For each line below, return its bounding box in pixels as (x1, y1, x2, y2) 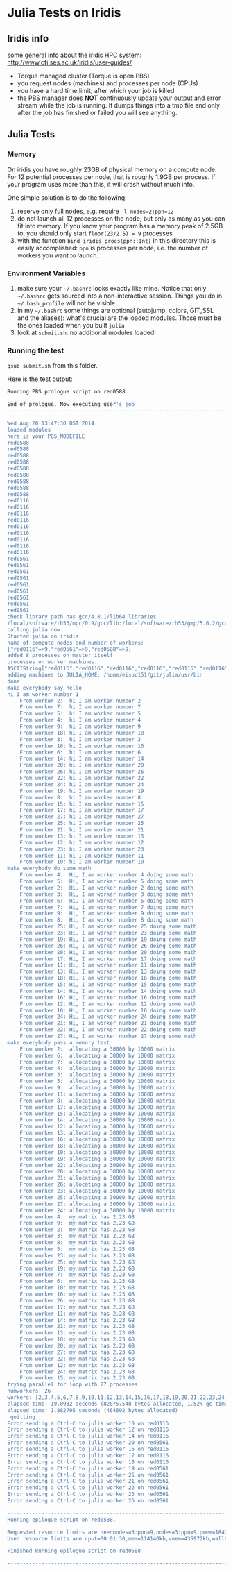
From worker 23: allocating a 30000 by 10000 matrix (19, 1188, 175, 1195)
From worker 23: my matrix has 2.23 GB (19, 1252, 135, 1259)
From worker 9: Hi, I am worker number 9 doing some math (19, 910, 194, 917)
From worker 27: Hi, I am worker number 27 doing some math (19, 1033, 197, 1040)
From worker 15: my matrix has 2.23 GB (19, 1375, 135, 1382)
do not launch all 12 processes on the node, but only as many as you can (17, 214, 225, 223)
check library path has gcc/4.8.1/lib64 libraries (7, 613, 157, 620)
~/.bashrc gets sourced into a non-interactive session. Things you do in (17, 291, 223, 300)
